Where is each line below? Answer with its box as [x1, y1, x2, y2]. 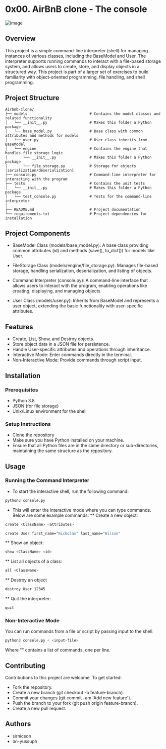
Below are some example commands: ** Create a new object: [12, 512, 138, 518]
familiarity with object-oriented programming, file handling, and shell [5, 74, 145, 80]
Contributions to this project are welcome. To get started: [5, 674, 122, 680]
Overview [5, 34, 36, 43]
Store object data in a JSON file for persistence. [12, 341, 110, 347]
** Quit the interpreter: [5, 596, 51, 602]
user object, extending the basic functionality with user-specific [12, 303, 143, 309]
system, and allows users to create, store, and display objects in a [5, 63, 140, 69]
